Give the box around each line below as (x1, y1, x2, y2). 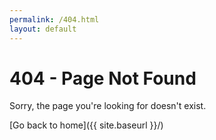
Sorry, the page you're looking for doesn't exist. (9, 100, 207, 112)
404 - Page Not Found (9, 67, 197, 90)
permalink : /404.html (9, 14, 100, 25)
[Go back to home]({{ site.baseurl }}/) (9, 119, 164, 131)
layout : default (9, 24, 77, 34)
